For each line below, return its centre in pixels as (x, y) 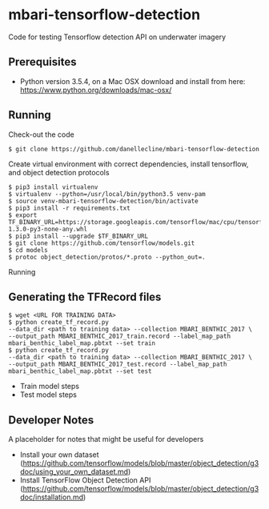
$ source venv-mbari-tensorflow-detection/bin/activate (103, 201)
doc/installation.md (52, 497)
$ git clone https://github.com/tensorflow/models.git (102, 243)
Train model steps (50, 387)
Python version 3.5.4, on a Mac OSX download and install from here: (132, 81)
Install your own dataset (59, 455)
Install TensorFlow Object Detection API (85, 480)
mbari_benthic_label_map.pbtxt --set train (82, 343)
